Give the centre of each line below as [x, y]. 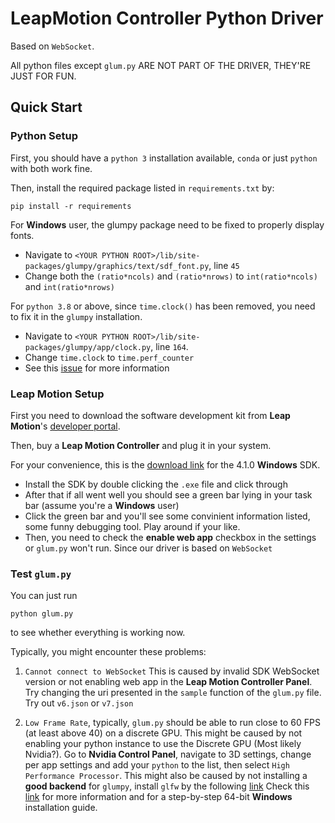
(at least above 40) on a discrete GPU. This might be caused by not [163, 733]
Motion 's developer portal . [65, 426]
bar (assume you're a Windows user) [102, 505]
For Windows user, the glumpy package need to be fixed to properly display [167, 224]
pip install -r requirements [71, 206]
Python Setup [44, 136]
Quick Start [46, 107]
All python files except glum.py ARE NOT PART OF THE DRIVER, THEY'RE [161, 65]
